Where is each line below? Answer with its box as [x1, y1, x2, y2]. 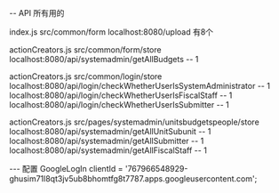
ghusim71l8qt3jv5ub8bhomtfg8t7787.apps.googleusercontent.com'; [9, 173, 258, 184]
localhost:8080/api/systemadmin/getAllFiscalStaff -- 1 [9, 145, 207, 156]
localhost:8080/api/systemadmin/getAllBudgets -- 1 [9, 54, 199, 64]
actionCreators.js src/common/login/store [9, 71, 163, 82]
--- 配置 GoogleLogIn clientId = [9, 164, 124, 173]
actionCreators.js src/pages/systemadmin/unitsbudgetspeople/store [9, 117, 259, 127]
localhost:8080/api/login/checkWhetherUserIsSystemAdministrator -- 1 [9, 81, 271, 91]
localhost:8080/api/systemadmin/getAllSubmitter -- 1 [9, 136, 204, 146]
